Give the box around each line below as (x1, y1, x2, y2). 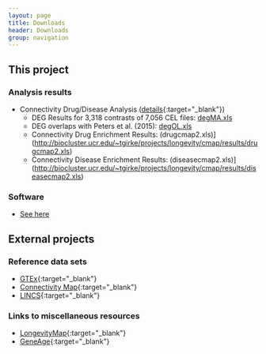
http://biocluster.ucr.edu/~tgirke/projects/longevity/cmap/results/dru (34, 137, 258, 147)
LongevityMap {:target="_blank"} (19, 329, 127, 338)
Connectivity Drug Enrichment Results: (31, 130, 158, 139)
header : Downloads (8, 26, 69, 34)
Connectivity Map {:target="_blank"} (19, 282, 137, 292)
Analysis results (8, 86, 73, 97)
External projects (8, 232, 95, 246)
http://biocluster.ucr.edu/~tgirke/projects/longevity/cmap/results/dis (34, 163, 256, 172)
